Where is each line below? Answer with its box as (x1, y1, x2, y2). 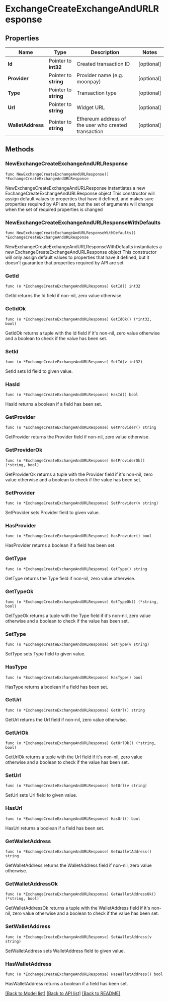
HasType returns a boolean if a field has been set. (5, 684, 109, 690)
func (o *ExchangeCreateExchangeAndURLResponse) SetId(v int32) (5, 359, 143, 364)
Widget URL (76, 104, 105, 111)
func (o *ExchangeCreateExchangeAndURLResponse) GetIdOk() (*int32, (5, 316, 152, 322)
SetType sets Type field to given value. (5, 651, 86, 657)
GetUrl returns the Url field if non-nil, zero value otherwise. (5, 716, 127, 722)
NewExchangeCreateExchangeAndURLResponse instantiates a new (5, 185, 146, 191)
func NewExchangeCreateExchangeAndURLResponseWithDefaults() (5, 230, 136, 235)
